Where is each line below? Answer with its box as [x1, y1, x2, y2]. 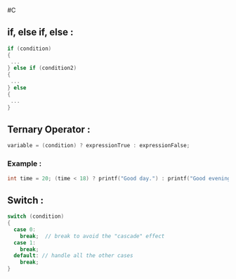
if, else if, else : [7, 26, 74, 38]
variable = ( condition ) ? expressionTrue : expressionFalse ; [7, 142, 190, 149]
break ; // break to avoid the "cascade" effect [20, 232, 165, 240]
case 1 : [13, 239, 37, 246]
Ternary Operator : [7, 123, 91, 135]
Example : [7, 159, 42, 168]
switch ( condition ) [7, 213, 65, 221]
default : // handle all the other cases [13, 252, 133, 259]
